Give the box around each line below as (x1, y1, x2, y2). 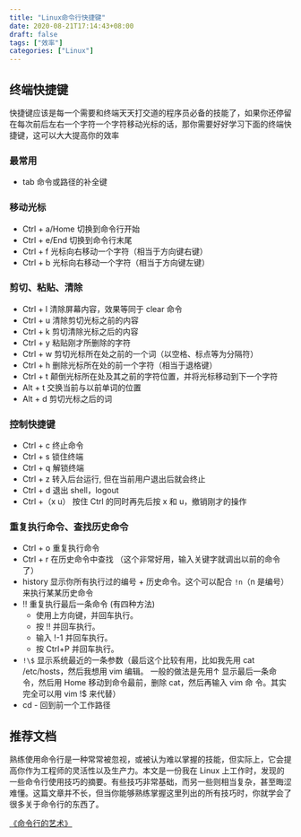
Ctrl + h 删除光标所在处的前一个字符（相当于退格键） (21, 360, 218, 371)
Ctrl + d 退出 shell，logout (21, 485, 119, 496)
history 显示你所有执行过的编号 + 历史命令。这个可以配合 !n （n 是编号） (21, 576, 289, 588)
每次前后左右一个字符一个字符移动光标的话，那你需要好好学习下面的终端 (16, 118, 284, 129)
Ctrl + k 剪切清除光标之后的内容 (21, 326, 139, 336)
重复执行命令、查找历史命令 (9, 521, 129, 534)
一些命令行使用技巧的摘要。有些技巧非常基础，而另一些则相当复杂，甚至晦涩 (9, 777, 292, 788)
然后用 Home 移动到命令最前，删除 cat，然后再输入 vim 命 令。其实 (38, 677, 287, 688)
